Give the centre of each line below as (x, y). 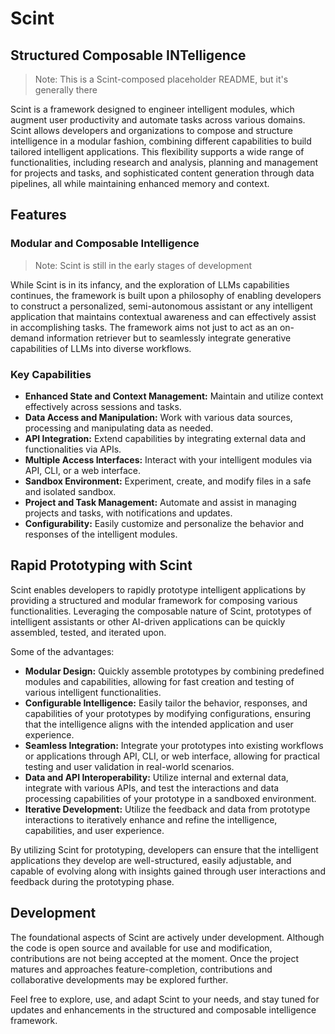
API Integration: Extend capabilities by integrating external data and (165, 438)
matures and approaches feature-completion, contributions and (141, 969)
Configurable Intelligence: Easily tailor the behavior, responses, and (166, 703)
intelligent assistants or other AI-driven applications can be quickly (148, 621)
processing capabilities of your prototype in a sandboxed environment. (170, 798)
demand (27, 338)
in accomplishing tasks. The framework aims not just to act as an (144, 327)
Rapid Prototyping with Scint (101, 565)
